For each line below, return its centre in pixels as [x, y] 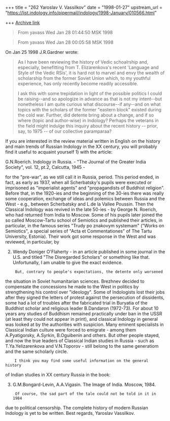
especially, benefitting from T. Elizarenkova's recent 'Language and [88, 67]
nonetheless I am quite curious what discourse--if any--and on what [89, 104]
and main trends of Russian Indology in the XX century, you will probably [81, 146]
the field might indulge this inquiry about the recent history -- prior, [88, 126]
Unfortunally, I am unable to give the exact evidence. [68, 262]
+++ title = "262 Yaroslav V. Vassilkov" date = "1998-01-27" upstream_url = [84, 7]
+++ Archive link [23, 23]
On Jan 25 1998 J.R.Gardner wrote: [42, 52]
